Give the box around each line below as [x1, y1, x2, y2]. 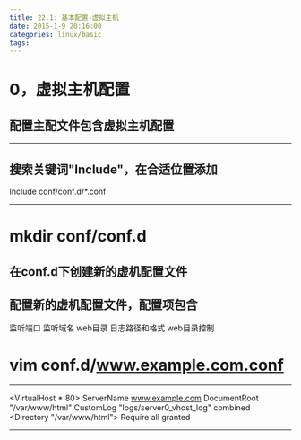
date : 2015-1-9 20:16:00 [9, 22, 102, 31]
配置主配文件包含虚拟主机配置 [9, 118, 175, 133]
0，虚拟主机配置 [9, 80, 130, 100]
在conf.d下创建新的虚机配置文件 [9, 264, 188, 279]
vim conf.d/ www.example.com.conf [9, 355, 284, 375]
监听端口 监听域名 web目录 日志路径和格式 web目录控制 [9, 322, 215, 333]
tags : [9, 38, 30, 48]
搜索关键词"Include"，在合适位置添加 [9, 162, 218, 177]
